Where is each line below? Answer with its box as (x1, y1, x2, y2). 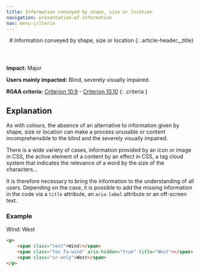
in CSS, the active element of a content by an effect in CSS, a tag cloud (6, 153, 184, 160)
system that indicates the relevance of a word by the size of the (6, 159, 165, 167)
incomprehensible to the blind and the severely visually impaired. (6, 135, 168, 142)
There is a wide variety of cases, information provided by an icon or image (6, 146, 192, 154)
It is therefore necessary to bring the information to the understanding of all (6, 177, 195, 185)
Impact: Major (6, 64, 42, 72)
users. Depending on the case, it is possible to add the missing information (6, 184, 192, 191)
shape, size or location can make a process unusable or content (6, 128, 166, 135)
